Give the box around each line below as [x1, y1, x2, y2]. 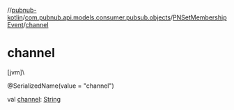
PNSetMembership [173, 13, 227, 22]
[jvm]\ [7, 68, 25, 76]
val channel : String [7, 95, 61, 103]
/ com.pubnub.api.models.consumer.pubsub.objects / [22, 13, 173, 22]
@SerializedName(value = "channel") [7, 81, 115, 90]
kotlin [7, 13, 23, 22]
